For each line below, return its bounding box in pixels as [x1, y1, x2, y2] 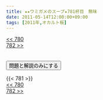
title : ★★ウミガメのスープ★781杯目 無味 [6, 8, 97, 15]
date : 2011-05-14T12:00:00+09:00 [6, 14, 88, 20]
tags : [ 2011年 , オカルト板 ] [6, 19, 67, 25]
